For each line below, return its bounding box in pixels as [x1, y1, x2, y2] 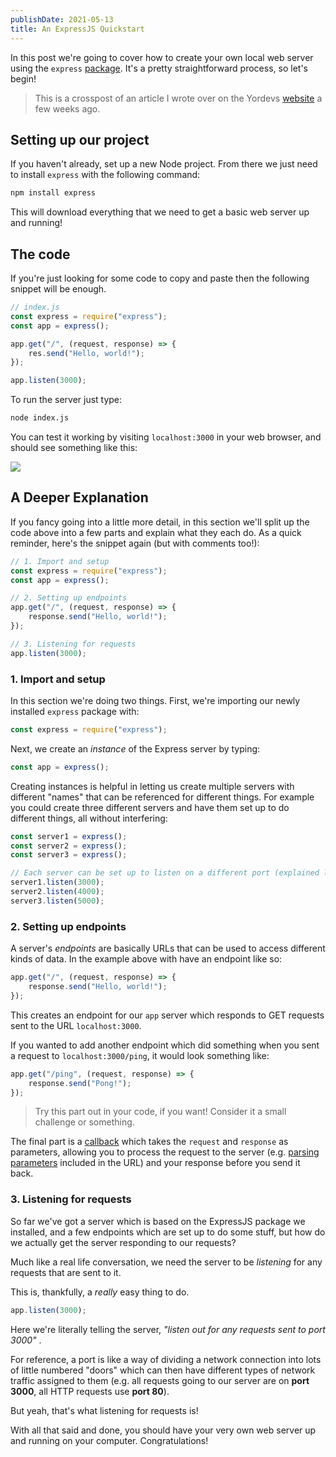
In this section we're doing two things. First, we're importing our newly [10, 694, 301, 706]
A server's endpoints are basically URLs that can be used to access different [10, 942, 326, 955]
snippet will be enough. [10, 283, 107, 295]
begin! [10, 72, 37, 85]
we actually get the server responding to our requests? [10, 1236, 237, 1248]
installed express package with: [10, 705, 140, 717]
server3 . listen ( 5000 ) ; [10, 896, 105, 906]
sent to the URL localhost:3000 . [10, 1019, 142, 1031]
